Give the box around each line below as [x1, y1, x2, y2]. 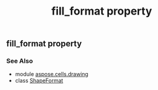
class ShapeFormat [15, 77, 64, 85]
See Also [6, 57, 33, 65]
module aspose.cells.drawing [15, 71, 89, 78]
